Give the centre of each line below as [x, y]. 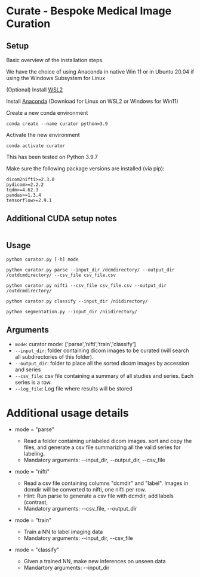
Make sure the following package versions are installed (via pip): [85, 168]
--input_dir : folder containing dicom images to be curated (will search [102, 350]
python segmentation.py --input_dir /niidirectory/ [72, 312]
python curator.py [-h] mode [42, 259]
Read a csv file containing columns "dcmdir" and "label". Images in [106, 483]
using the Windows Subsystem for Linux [56, 78]
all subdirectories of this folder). [54, 357]
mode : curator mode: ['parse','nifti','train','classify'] [75, 344]
